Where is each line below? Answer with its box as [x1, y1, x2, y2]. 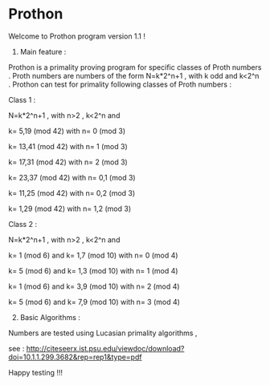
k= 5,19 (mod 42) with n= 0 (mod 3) [8, 126, 126, 136]
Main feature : [19, 47, 67, 56]
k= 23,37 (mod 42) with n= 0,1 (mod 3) [8, 172, 136, 182]
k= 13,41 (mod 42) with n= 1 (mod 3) [8, 141, 129, 151]
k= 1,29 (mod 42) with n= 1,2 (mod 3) [8, 204, 132, 213]
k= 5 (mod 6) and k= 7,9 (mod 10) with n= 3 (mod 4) [8, 297, 181, 306]
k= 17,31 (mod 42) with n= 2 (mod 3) [8, 157, 129, 167]
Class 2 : [8, 219, 38, 229]
